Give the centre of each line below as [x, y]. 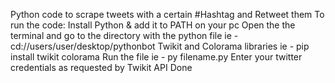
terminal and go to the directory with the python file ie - [124, 35]
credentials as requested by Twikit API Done [101, 67]
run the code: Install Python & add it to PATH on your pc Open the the [153, 25]
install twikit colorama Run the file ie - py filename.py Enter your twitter [156, 57]
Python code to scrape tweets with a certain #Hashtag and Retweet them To [167, 14]
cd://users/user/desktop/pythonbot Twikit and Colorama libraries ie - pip [160, 46]
